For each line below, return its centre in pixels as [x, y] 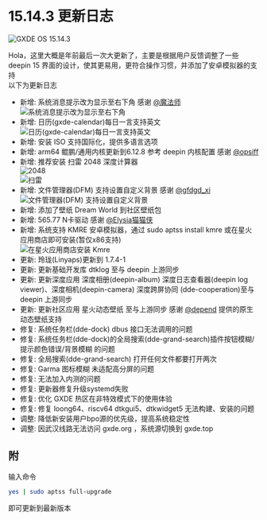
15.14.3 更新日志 [61, 16]
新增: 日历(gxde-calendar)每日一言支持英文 [90, 122]
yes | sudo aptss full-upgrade [60, 491]
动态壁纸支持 [41, 319]
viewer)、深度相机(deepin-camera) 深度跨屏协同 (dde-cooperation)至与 [137, 289]
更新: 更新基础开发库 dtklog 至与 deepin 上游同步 [100, 269]
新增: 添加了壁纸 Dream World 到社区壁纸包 [91, 210]
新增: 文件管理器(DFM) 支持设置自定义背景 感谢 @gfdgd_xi [115, 190]
